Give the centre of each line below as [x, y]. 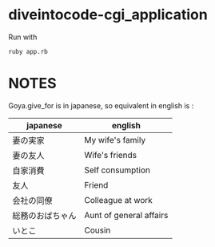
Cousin [98, 230]
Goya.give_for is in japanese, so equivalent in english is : [101, 105]
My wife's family [115, 140]
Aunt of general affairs [126, 215]
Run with [23, 37]
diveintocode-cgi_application [108, 15]
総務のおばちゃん [45, 216]
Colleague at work [119, 200]
